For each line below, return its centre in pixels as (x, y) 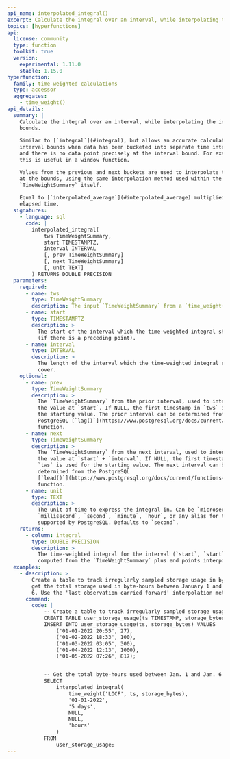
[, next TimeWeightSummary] (84, 262)
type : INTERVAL (53, 351)
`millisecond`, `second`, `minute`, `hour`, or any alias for (128, 517)
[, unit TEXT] (64, 268)
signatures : (30, 211)
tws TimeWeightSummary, (77, 236)
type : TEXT (47, 497)
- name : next (44, 433)
